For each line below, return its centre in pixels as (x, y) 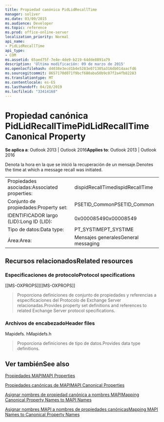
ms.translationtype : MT (29, 78)
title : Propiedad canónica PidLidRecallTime (51, 10)
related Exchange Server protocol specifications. (66, 311)
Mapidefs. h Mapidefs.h (28, 334)
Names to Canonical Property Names (42, 415)
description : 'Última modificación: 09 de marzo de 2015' (65, 64)
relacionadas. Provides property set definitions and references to (82, 305)
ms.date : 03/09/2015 (26, 19)
